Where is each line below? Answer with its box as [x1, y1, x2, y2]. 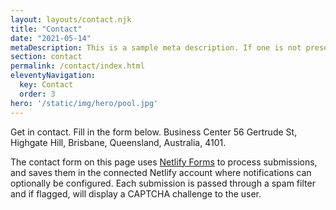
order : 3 [19, 89, 56, 99]
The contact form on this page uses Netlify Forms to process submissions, [10, 156, 318, 168]
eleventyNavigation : [10, 71, 97, 81]
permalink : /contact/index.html [10, 61, 145, 71]
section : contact [10, 52, 83, 62]
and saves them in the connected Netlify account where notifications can [10, 166, 312, 178]
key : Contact [19, 80, 74, 90]
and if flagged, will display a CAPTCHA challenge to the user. [10, 187, 262, 200]
